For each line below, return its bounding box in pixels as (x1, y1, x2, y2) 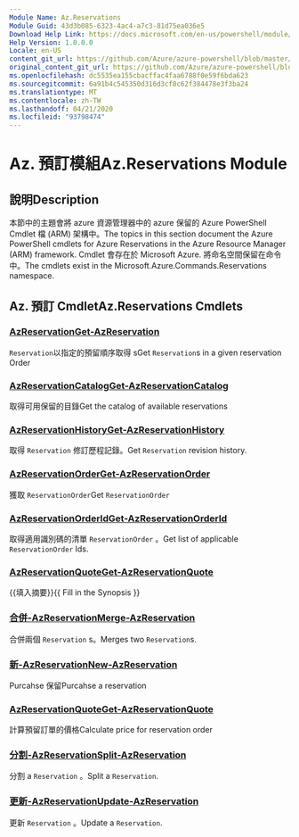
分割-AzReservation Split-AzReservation (9, 749, 187, 761)
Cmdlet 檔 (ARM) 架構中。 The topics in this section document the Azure (9, 228, 273, 239)
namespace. (9, 270, 55, 281)
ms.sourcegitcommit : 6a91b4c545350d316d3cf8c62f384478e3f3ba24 (9, 79, 249, 88)
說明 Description (9, 192, 100, 207)
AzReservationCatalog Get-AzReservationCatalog (9, 379, 229, 392)
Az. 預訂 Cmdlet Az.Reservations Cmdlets (9, 298, 243, 313)
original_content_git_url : (9, 63, 109, 72)
